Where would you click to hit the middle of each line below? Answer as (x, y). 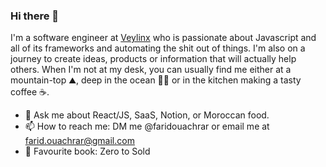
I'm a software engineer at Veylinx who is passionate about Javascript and (163, 38)
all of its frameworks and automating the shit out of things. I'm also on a (158, 48)
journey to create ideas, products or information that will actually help (153, 59)
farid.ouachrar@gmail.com (79, 141)
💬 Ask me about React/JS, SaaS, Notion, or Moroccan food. (147, 115)
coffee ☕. (30, 92)
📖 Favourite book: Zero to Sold (87, 151)
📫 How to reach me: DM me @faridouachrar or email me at (147, 126)
